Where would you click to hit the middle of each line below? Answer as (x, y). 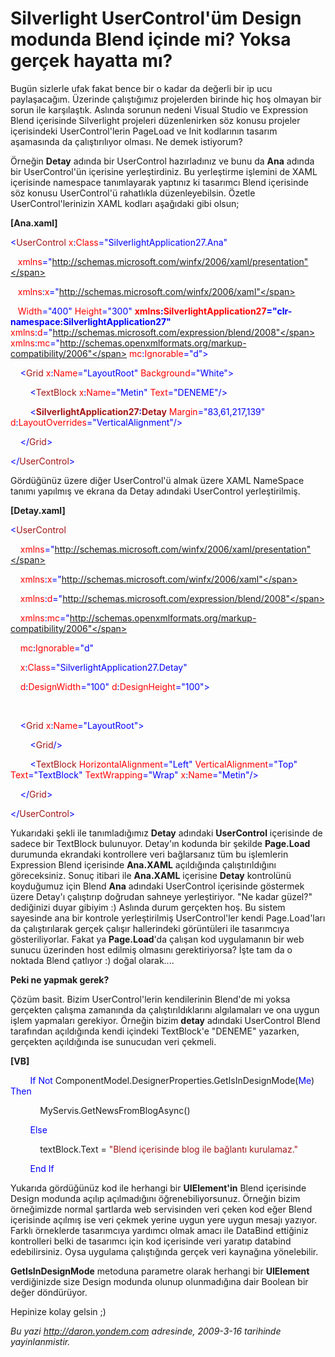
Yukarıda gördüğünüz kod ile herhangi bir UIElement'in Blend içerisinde (158, 1188)
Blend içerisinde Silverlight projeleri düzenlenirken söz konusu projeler (155, 120)
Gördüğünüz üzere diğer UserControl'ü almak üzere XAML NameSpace (157, 480)
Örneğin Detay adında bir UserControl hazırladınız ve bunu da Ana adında (162, 161)
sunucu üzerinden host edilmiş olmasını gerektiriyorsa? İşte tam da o (151, 949)
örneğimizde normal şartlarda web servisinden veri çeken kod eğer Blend (161, 1209)
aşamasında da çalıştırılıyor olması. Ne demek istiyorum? (126, 141)
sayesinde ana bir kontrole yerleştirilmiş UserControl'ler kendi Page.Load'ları (168, 918)
